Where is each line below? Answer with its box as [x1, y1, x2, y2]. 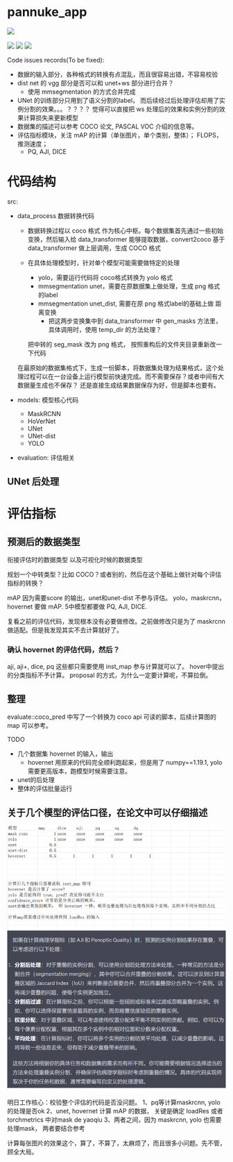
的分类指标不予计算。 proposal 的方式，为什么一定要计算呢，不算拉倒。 [7, 671, 212, 679]
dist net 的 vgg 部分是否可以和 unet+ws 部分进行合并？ [17, 78, 175, 87]
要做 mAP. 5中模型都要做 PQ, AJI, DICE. [34, 602, 148, 611]
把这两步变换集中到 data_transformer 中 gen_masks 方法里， [48, 317, 222, 325]
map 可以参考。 [7, 722, 52, 730]
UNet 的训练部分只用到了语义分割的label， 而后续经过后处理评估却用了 [17, 96, 220, 104]
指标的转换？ [7, 579, 44, 588]
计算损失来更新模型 [23, 113, 78, 122]
